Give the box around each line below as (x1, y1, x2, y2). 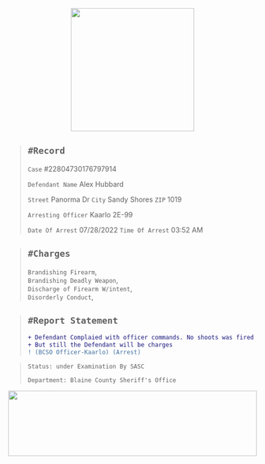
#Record (27, 145, 65, 157)
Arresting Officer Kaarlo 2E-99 (27, 210, 133, 219)
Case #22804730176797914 (27, 164, 117, 173)
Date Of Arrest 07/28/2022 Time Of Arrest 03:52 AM (27, 225, 203, 235)
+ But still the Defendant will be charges (27, 341, 174, 349)
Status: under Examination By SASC (27, 362, 145, 371)
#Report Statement (27, 315, 118, 326)
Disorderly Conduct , (27, 291, 94, 302)
